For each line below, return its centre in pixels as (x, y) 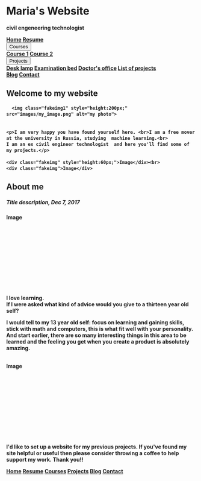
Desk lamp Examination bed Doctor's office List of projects (81, 68)
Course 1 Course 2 (29, 54)
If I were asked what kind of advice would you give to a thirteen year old (97, 304)
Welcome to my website (52, 94)
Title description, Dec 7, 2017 (43, 202)
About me (25, 187)
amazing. (18, 348)
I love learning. (25, 298)
